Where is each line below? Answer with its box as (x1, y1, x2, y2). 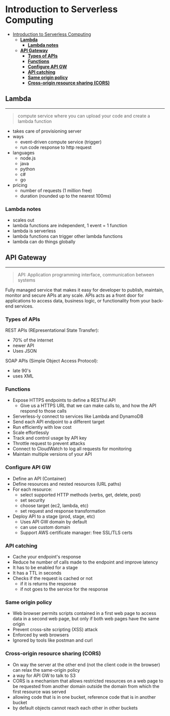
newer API (12, 343, 34, 349)
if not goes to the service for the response (20, 586, 108, 593)
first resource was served (12, 689, 66, 695)
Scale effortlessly (12, 429, 49, 435)
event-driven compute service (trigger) (20, 139, 102, 145)
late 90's (12, 367, 31, 374)
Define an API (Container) (12, 475, 67, 481)
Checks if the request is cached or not (12, 575, 93, 581)
